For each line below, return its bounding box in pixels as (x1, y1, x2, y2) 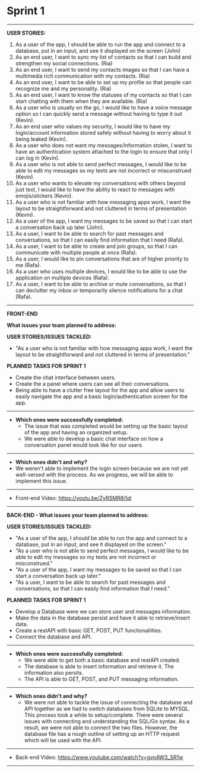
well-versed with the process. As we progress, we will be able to (15, 471, 174, 478)
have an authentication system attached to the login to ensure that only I (15, 148, 192, 155)
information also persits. (24, 669, 84, 676)
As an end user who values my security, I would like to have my (15, 123, 171, 130)
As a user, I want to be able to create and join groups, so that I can (15, 242, 177, 250)
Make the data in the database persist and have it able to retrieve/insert (15, 614, 191, 621)
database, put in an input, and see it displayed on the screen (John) (15, 47, 181, 54)
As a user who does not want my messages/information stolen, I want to (15, 141, 192, 149)
